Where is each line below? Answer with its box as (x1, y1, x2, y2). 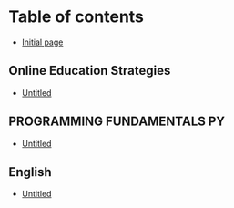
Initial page (21, 36, 64, 47)
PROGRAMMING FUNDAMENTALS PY (8, 114, 225, 130)
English (8, 164, 52, 180)
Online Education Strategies (8, 63, 171, 78)
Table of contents (8, 6, 145, 27)
